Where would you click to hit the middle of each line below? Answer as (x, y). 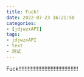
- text (15, 46)
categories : (21, 23)
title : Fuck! (23, 12)
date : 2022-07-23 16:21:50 (40, 18)
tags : (13, 35)
